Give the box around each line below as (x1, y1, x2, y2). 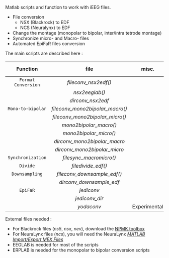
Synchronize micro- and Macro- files (12, 35, 89, 41)
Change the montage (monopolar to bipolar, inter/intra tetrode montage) (12, 30, 162, 36)
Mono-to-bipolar (8, 106, 47, 111)
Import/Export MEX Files (12, 236, 64, 242)
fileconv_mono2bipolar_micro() (52, 113, 127, 120)
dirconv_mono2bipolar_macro (53, 138, 125, 145)
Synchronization (8, 155, 47, 160)
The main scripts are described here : (5, 50, 83, 56)
